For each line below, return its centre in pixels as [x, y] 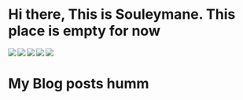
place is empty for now [85, 31]
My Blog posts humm [79, 84]
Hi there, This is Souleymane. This [122, 14]
